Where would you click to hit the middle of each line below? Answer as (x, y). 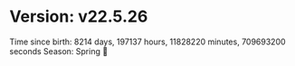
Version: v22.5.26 (79, 17)
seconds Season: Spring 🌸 (59, 51)
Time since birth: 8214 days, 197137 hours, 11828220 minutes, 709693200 (148, 42)
